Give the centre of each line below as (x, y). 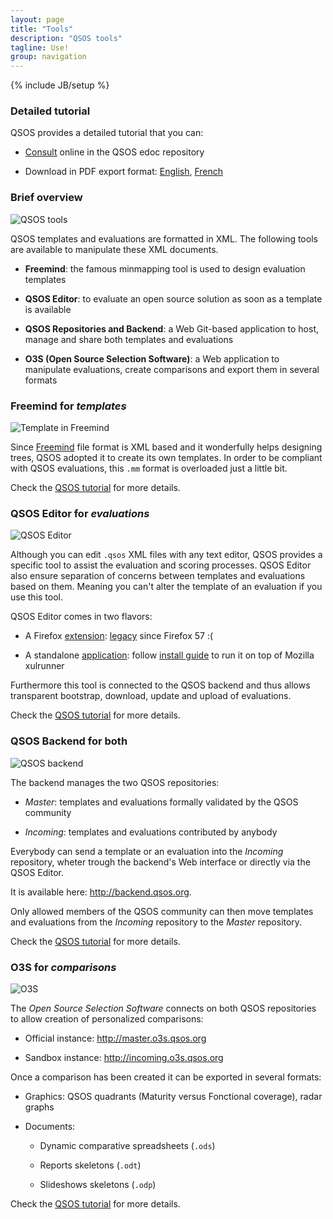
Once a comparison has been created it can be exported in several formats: (166, 1077)
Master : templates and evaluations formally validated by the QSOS (161, 802)
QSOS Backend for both (69, 741)
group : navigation (48, 57)
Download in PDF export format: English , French (124, 172)
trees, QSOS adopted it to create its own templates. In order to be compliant (166, 458)
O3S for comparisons (63, 967)
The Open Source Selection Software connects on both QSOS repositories (163, 1008)
